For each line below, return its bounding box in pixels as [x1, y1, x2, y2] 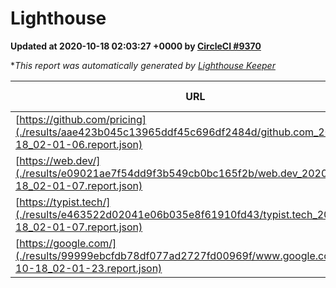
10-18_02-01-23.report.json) [15, 261, 163, 275]
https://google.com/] [19, 236, 117, 250]
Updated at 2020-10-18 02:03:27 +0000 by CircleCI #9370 [10, 40, 262, 52]
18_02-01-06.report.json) [15, 137, 143, 151]
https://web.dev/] [19, 153, 101, 167]
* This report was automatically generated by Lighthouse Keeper [10, 59, 276, 71]
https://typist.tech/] [19, 195, 111, 209]
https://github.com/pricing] [19, 112, 147, 126]
